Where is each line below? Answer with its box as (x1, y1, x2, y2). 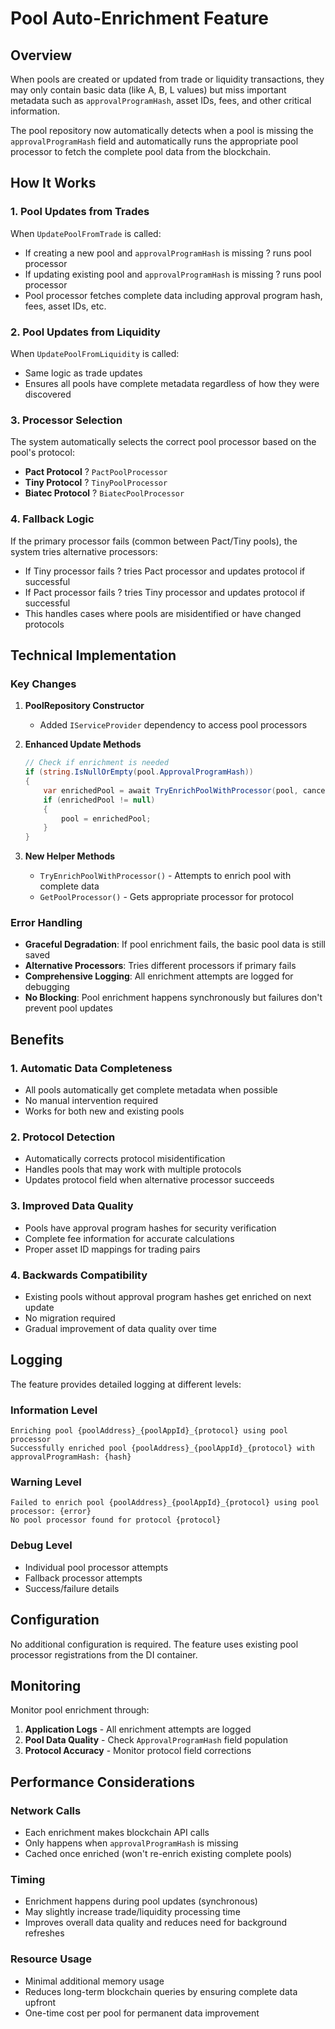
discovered (24, 388, 72, 400)
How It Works (10, 175, 97, 192)
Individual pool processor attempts (24, 1561, 169, 1573)
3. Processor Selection (10, 413, 123, 427)
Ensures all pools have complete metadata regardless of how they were (24, 377, 320, 389)
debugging (24, 981, 70, 993)
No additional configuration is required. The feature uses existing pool (10, 1638, 299, 1650)
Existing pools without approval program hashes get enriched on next (24, 1291, 312, 1303)
